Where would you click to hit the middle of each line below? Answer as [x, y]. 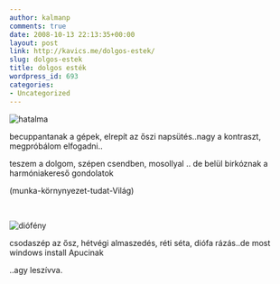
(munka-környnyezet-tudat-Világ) [72, 190]
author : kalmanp [40, 18]
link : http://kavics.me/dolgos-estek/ [82, 51]
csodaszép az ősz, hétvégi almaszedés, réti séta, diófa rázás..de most [140, 243]
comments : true [38, 26]
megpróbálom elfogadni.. [56, 146]
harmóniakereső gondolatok [62, 173]
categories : [32, 85]
